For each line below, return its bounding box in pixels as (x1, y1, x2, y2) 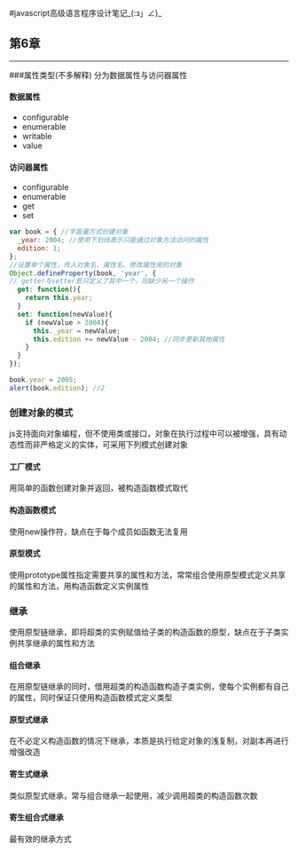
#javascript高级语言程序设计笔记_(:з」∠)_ (9, 8, 162, 18)
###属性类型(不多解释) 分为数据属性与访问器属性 (9, 69, 188, 80)
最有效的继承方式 (9, 833, 72, 844)
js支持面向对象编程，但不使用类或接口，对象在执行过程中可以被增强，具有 (9, 429, 279, 439)
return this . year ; (25, 294, 93, 303)
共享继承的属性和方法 (16, 638, 95, 649)
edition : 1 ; (17, 243, 62, 253)
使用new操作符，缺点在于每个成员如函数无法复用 (9, 526, 188, 537)
